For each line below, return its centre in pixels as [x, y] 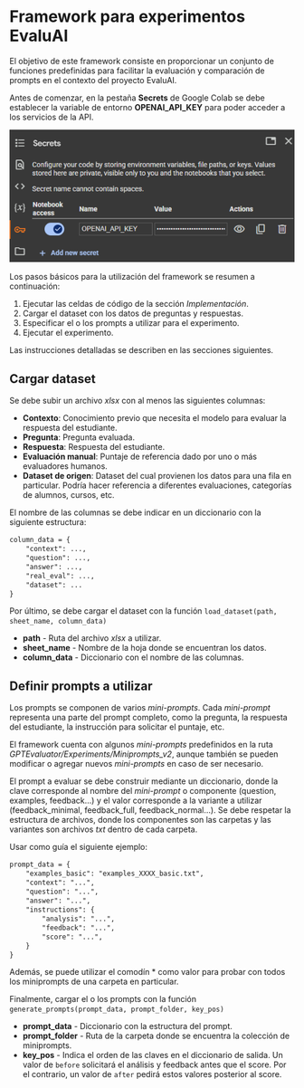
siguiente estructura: [48, 522]
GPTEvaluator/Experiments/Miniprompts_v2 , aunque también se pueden [144, 754]
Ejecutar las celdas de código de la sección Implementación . [135, 304]
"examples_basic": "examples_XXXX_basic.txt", [115, 874]
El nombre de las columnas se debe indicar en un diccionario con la [135, 512]
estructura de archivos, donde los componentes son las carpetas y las [140, 820]
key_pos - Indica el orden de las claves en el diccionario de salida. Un [152, 1055]
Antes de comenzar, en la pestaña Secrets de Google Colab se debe [137, 98]
